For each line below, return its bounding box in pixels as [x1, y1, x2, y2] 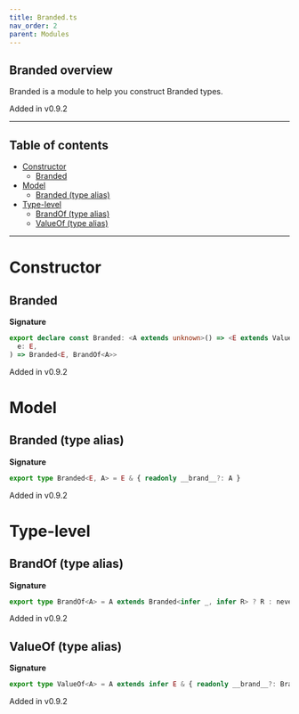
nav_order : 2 [9, 21, 58, 30]
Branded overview [9, 62, 113, 77]
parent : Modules [9, 29, 69, 38]
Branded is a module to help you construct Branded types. [9, 86, 224, 97]
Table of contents [9, 137, 109, 152]
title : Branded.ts [9, 12, 77, 22]
